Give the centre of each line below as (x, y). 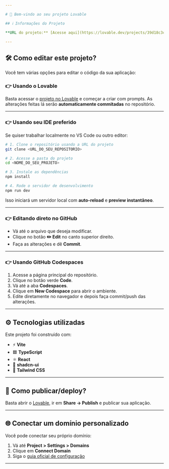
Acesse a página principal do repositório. (55, 275)
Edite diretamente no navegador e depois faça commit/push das (79, 297)
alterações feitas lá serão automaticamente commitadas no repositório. (80, 104)
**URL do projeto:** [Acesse (36, 33)
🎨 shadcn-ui (26, 365)
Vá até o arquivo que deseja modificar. (52, 231)
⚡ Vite (19, 345)
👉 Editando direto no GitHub (41, 218)
